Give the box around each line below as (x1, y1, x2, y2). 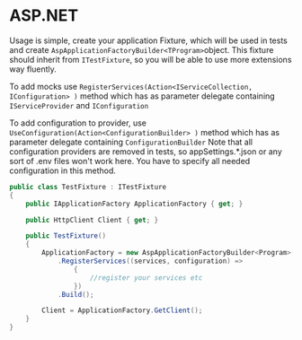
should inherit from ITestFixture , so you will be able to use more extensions (9, 54, 292, 65)
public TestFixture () (25, 231, 106, 240)
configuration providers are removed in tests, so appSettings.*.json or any (9, 145, 283, 157)
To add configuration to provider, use (9, 118, 147, 128)
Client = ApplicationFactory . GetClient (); (41, 306, 203, 315)
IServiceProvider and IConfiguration (9, 100, 149, 110)
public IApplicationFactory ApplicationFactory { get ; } (25, 199, 244, 208)
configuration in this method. (9, 165, 117, 176)
